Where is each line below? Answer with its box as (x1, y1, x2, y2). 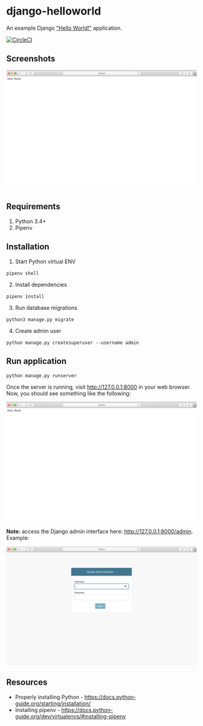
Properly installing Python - (14, 693, 83, 701)
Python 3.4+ (14, 217, 47, 225)
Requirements (6, 201, 60, 212)
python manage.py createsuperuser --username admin (6, 340, 139, 346)
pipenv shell (6, 270, 39, 277)
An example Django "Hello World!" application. (6, 24, 123, 32)
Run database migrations (14, 304, 77, 311)
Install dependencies (14, 281, 68, 288)
